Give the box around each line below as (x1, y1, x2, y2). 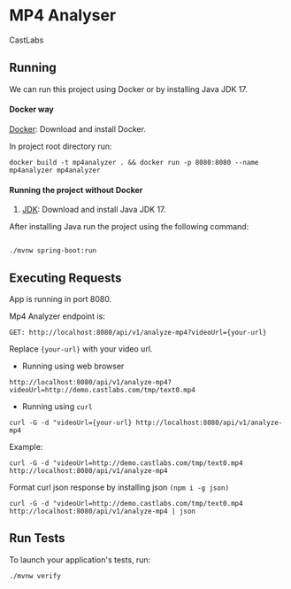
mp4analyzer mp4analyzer (9, 166, 101, 174)
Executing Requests (9, 270, 122, 285)
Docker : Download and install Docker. (9, 123, 146, 134)
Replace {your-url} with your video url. (9, 343, 153, 354)
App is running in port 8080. (9, 293, 112, 304)
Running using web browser (21, 360, 125, 371)
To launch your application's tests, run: (9, 554, 151, 565)
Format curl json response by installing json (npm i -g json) (9, 482, 230, 492)
